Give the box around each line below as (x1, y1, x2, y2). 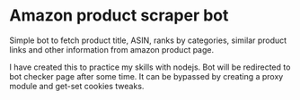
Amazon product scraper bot (9, 5, 229, 26)
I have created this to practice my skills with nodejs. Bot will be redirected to (9, 62, 291, 72)
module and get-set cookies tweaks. (9, 80, 145, 91)
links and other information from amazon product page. (9, 44, 214, 54)
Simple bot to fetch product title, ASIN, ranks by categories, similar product (9, 35, 287, 46)
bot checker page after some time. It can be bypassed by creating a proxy (9, 71, 284, 81)
